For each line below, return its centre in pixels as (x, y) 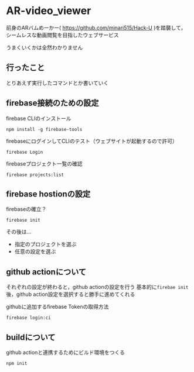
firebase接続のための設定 (52, 103)
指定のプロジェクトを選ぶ (45, 244)
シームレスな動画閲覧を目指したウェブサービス (62, 35)
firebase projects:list (35, 175)
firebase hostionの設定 (48, 194)
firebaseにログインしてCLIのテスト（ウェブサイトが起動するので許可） (92, 141)
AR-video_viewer (49, 11)
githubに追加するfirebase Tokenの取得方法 (57, 307)
